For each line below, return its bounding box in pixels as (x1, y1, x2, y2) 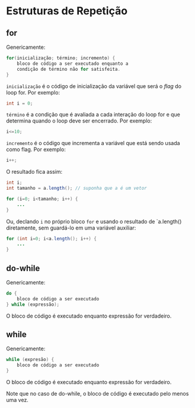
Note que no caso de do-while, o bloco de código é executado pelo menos (6, 390, 189, 397)
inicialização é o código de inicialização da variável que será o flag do (6, 82, 182, 90)
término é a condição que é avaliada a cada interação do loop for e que (6, 111, 181, 118)
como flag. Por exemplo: (6, 146, 66, 153)
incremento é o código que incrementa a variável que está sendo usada (6, 140, 180, 147)
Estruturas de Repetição (6, 4, 128, 18)
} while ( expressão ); (6, 302, 60, 307)
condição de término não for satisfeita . (17, 66, 120, 72)
